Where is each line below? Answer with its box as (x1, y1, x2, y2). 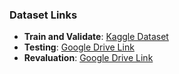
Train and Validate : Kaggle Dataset (23, 31, 169, 43)
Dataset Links (9, 8, 78, 22)
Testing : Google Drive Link (23, 41, 135, 53)
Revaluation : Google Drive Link (23, 52, 154, 64)
